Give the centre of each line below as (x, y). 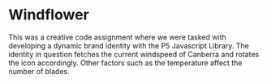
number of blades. (39, 71)
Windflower (49, 15)
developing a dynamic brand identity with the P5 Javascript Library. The (129, 45)
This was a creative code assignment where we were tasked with (117, 37)
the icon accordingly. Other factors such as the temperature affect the (125, 63)
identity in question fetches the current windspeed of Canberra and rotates (134, 54)
